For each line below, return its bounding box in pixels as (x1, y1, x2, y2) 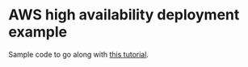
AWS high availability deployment (8, 6, 240, 24)
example (8, 23, 68, 41)
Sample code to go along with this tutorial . (8, 49, 149, 59)
